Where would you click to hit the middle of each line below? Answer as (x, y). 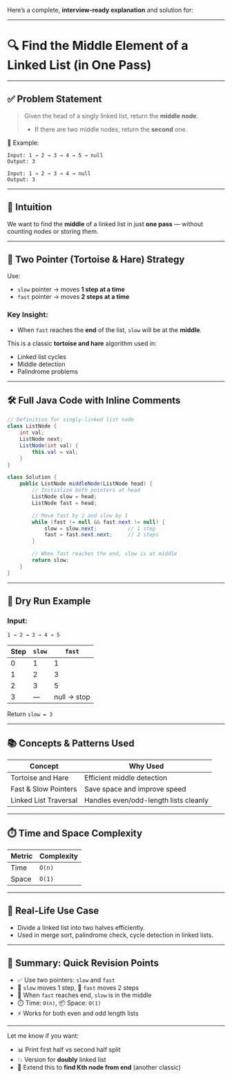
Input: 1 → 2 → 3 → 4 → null (49, 173)
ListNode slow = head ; (65, 497)
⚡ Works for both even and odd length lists (78, 1013)
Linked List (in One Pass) (79, 65)
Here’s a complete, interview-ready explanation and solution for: (100, 10)
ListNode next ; (41, 439)
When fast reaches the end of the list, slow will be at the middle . (109, 330)
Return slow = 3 (30, 714)
